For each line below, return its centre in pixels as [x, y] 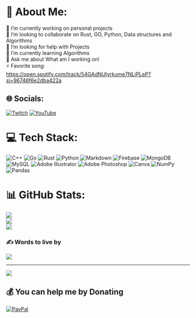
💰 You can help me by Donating [65, 292]
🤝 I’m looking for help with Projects [48, 47]
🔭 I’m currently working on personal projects [59, 28]
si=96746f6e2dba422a [34, 80]
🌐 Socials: [25, 99]
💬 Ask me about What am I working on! [53, 59]
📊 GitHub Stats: [46, 195]
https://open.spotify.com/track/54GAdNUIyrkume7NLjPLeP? [79, 74]
